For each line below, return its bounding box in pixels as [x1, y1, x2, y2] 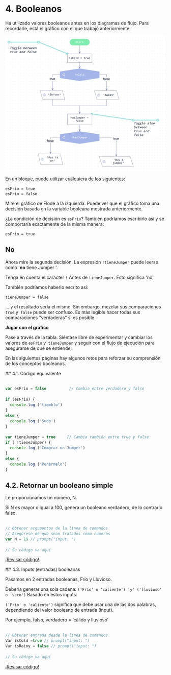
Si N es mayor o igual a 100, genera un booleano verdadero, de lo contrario [5, 504, 163, 511]
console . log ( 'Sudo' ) [10, 418, 56, 424]
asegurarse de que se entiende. [5, 345, 72, 351]
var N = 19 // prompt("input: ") [5, 537, 76, 542]
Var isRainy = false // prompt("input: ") [5, 644, 97, 649]
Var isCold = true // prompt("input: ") [5, 638, 90, 643]
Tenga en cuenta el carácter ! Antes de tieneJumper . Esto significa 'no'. [5, 274, 155, 280]
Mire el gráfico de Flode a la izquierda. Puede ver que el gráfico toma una [5, 200, 159, 206]
